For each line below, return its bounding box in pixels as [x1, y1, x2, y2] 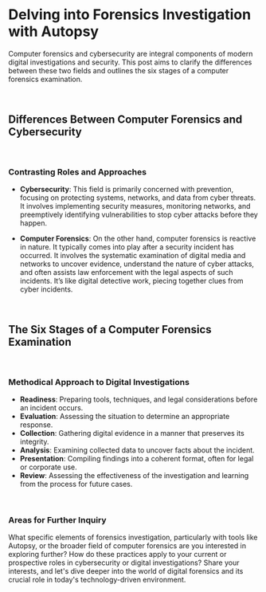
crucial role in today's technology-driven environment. [8, 575, 186, 585]
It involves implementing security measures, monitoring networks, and [19, 202, 251, 211]
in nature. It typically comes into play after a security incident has [19, 242, 234, 252]
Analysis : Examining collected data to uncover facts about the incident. [19, 445, 255, 455]
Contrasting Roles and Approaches [8, 166, 147, 177]
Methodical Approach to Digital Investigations [8, 376, 190, 387]
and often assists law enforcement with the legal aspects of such [19, 268, 233, 277]
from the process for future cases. [19, 480, 133, 489]
